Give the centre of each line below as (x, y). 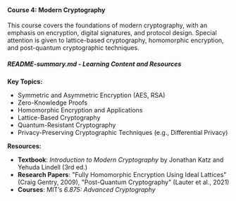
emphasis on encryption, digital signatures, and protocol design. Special (112, 33)
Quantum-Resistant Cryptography (67, 125)
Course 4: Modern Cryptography (56, 10)
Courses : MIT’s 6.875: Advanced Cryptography (87, 190)
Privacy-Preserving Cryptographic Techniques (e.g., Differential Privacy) (123, 133)
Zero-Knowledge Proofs (52, 103)
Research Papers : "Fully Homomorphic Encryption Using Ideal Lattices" (122, 175)
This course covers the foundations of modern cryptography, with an (107, 25)
